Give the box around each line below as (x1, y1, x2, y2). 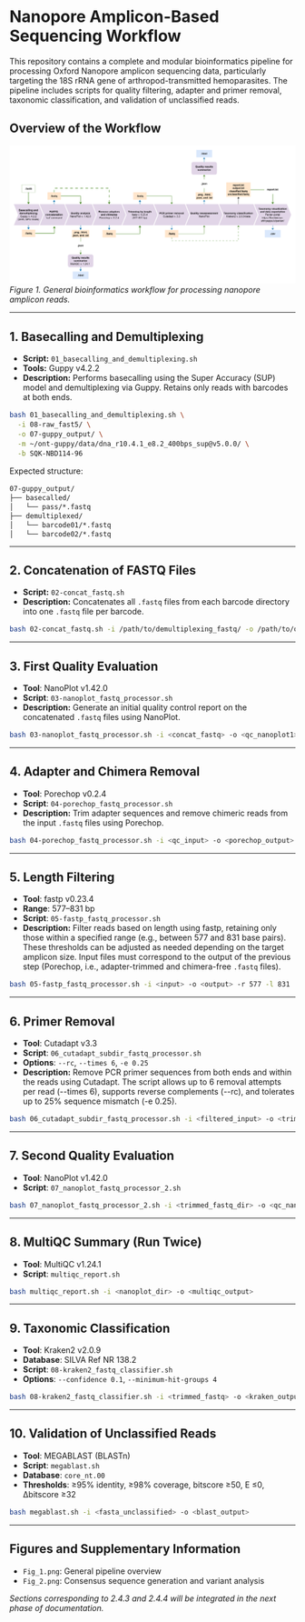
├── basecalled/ (9, 493, 71, 502)
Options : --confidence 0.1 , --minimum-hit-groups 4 (22, 1374, 218, 1385)
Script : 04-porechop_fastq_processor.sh (22, 797, 173, 808)
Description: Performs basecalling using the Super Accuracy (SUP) (22, 373, 276, 384)
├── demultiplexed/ (9, 511, 84, 520)
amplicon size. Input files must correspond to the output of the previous (22, 952, 291, 963)
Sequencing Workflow (9, 25, 182, 46)
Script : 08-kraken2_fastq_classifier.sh (22, 1364, 173, 1375)
